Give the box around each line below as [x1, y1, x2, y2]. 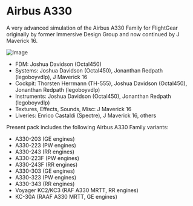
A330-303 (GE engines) [15, 167, 76, 175]
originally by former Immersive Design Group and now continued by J [6, 30, 180, 37]
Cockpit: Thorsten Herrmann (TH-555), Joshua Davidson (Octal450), [15, 80, 188, 87]
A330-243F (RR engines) [15, 161, 78, 168]
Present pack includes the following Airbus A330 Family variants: [6, 123, 169, 130]
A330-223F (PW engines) [15, 154, 80, 161]
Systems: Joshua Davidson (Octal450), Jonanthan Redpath [15, 66, 163, 74]
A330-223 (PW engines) [15, 141, 77, 149]
